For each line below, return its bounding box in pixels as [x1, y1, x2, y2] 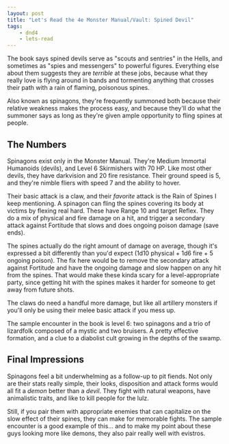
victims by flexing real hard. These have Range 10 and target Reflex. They [7, 207, 214, 215]
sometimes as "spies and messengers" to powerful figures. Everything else [7, 62, 219, 70]
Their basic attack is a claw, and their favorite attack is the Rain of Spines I [7, 191, 217, 200]
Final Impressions [7, 354, 84, 366]
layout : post [7, 10, 44, 17]
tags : [7, 23, 23, 30]
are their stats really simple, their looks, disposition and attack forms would [7, 379, 219, 388]
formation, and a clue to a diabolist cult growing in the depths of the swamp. [7, 334, 222, 342]
